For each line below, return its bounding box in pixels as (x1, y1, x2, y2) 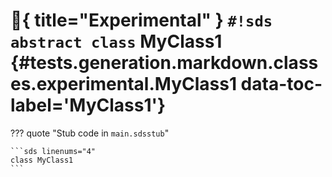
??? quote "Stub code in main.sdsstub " (10, 127, 170, 139)
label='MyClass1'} (10, 94, 167, 117)
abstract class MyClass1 (10, 30, 223, 53)
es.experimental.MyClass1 (10, 73, 237, 96)
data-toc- (240, 73, 323, 96)
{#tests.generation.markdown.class (10, 52, 319, 74)
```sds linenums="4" (10, 146, 97, 156)
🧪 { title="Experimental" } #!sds (10, 9, 273, 32)
